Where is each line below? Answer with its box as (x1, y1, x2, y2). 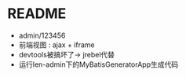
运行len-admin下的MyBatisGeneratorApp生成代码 (18, 60, 178, 69)
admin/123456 (18, 31, 66, 40)
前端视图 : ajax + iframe (18, 40, 95, 49)
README (7, 5, 67, 23)
